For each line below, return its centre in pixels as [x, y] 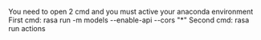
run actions [27, 28]
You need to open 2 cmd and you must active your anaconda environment [131, 12]
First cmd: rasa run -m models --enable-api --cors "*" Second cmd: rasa [129, 20]
